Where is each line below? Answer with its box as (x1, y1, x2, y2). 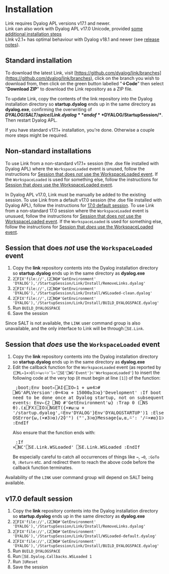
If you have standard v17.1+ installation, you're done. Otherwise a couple (5, 127, 155, 133)
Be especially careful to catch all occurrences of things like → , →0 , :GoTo (12, 454, 159, 460)
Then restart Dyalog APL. (5, 117, 58, 123)
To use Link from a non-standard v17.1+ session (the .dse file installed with (5, 160, 159, 166)
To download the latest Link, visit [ (5, 70, 76, 76)
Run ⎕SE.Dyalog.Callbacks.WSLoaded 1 (12, 553, 92, 559)
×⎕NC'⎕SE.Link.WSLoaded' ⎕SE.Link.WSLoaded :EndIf (12, 444, 140, 450)
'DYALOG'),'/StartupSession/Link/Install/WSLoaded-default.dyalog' (12, 534, 157, 539)
